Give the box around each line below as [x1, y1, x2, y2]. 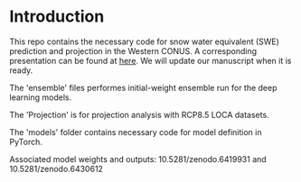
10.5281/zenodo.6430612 [9, 163, 104, 174]
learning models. [9, 92, 72, 103]
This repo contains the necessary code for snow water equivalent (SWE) [9, 36, 280, 47]
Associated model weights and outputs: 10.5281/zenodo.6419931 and [9, 153, 267, 164]
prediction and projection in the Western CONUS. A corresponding [9, 45, 258, 56]
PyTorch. [9, 136, 43, 147]
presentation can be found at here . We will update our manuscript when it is [9, 55, 292, 66]
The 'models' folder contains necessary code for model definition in [9, 126, 262, 137]
